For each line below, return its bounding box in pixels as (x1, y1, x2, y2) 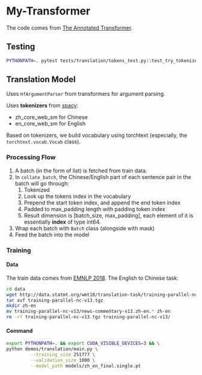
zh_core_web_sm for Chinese (14, 113, 88, 121)
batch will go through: (14, 180, 69, 187)
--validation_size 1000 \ (30, 357, 96, 363)
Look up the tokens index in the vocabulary (23, 192, 131, 200)
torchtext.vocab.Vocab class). (6, 138, 81, 145)
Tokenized (23, 186, 50, 194)
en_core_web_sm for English (14, 120, 86, 127)
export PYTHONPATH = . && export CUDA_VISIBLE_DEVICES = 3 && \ (6, 341, 161, 347)
